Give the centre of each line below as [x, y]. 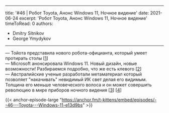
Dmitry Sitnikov [28, 33]
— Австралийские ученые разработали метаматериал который [74, 74]
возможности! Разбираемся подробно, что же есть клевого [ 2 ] [73, 69]
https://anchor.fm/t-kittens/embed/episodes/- [109, 100]
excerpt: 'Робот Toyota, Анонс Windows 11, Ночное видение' [83, 18]
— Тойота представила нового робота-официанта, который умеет [76, 53]
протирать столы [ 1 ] [27, 58]
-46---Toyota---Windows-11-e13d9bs [44, 105]
